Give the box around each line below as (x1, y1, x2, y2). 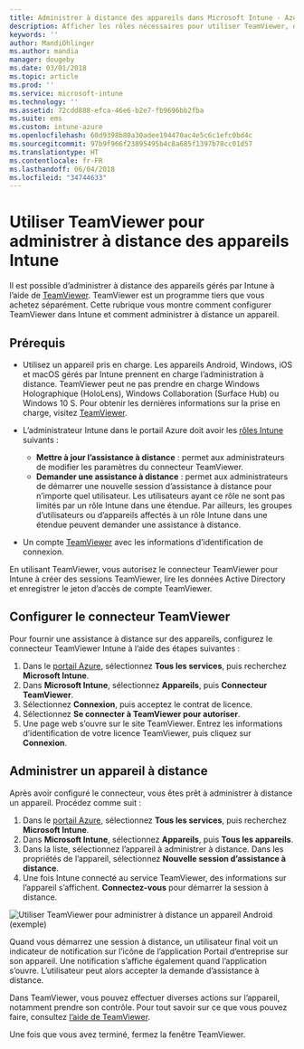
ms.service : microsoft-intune (9, 89, 124, 98)
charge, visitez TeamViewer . (22, 408, 128, 418)
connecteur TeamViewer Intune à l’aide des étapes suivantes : (9, 643, 241, 654)
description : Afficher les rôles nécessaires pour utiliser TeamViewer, (9, 22, 290, 31)
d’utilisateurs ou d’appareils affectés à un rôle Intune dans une (35, 510, 268, 520)
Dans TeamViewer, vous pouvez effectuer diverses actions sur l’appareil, (9, 992, 280, 1003)
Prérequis (9, 335, 66, 351)
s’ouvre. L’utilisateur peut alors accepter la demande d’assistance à (9, 965, 260, 976)
